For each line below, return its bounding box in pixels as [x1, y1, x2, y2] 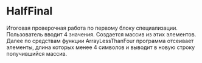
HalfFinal [6, 4, 53, 18]
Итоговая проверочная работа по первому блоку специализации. [6, 24, 178, 31]
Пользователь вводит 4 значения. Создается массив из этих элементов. [6, 30, 197, 38]
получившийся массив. [6, 50, 68, 57]
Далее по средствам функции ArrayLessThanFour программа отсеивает [6, 37, 194, 44]
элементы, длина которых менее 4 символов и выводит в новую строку [6, 44, 195, 51]
